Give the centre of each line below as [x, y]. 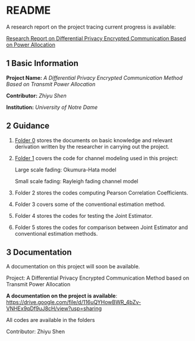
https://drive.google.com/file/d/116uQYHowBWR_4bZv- [74, 302]
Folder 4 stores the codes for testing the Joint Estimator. [84, 215]
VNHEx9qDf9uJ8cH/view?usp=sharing [54, 309]
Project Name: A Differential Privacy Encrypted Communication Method [95, 77]
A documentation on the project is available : [62, 296]
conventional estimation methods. [56, 233]
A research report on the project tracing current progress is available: [91, 27]
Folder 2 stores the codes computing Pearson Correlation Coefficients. [101, 193]
